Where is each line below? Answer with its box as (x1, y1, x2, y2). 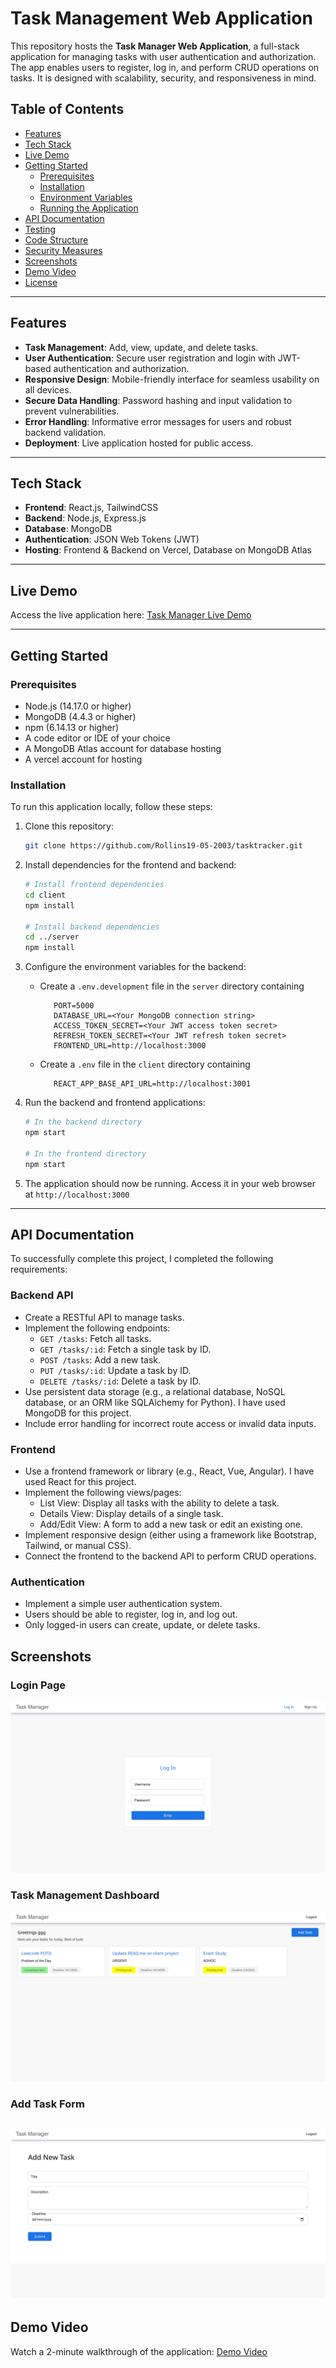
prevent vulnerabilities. (24, 405, 120, 417)
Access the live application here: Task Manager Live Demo (10, 609, 252, 621)
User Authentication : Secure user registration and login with (24, 352, 276, 364)
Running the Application (39, 202, 139, 214)
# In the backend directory (24, 1117, 142, 1127)
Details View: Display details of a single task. (39, 1507, 224, 1519)
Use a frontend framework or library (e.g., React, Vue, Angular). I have (24, 1465, 315, 1477)
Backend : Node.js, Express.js (24, 512, 147, 524)
